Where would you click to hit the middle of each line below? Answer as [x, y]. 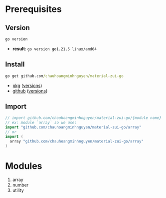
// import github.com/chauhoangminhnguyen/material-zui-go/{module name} [83, 118]
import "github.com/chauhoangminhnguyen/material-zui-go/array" [73, 127]
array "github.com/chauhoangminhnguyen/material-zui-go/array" [77, 141]
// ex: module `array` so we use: [41, 123]
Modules [24, 166]
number [20, 185]
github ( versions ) [30, 90]
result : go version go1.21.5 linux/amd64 [55, 48]
